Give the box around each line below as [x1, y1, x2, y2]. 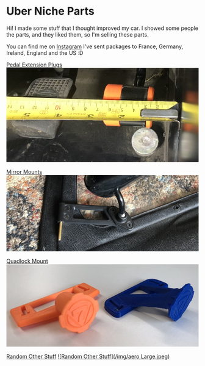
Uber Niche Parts [6, 4, 95, 18]
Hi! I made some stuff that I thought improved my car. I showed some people [6, 24, 198, 32]
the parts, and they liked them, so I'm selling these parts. [6, 30, 149, 38]
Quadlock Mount [6, 257, 48, 265]
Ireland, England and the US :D [6, 49, 84, 56]
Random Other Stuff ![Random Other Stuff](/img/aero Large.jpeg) [6, 353, 170, 360]
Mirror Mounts [6, 168, 43, 175]
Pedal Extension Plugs [6, 61, 62, 68]
